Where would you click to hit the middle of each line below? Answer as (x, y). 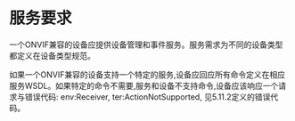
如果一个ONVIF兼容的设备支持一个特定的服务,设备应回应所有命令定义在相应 (147, 74)
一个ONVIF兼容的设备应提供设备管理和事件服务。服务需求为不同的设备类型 (146, 44)
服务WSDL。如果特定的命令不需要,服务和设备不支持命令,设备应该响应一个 (144, 85)
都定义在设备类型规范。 (52, 55)
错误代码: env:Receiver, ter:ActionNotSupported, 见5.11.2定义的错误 (147, 97)
